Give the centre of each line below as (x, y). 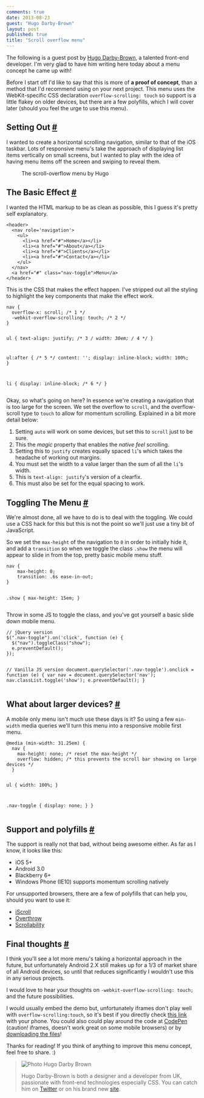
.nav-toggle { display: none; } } (50, 806)
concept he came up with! (39, 70)
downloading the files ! (34, 1034)
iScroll (23, 912)
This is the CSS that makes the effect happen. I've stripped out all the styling (102, 289)
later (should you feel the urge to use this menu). (67, 108)
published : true (27, 35)
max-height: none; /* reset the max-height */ (77, 754)
